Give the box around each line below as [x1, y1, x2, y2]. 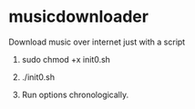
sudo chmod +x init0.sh [21, 54, 111, 64]
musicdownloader [8, 6, 149, 27]
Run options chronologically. [21, 89, 129, 100]
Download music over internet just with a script [8, 36, 186, 47]
